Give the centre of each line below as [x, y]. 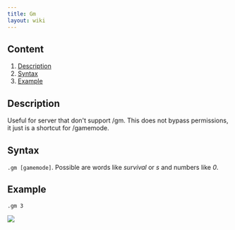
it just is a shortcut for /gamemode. [58, 128]
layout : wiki [26, 21]
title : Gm [22, 14]
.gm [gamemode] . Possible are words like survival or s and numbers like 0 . [113, 167]
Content [26, 49]
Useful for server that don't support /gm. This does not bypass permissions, [118, 120]
